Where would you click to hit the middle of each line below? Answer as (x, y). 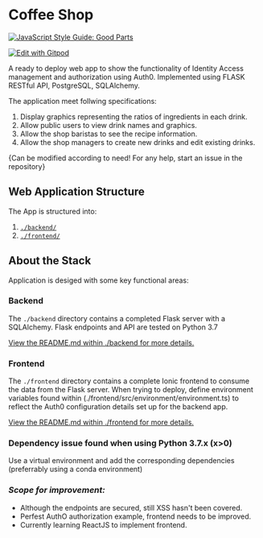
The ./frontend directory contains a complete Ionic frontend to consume (129, 381)
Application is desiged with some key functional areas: (99, 280)
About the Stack (50, 261)
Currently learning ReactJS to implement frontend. (103, 524)
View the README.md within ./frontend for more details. (101, 422)
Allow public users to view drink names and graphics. (108, 125)
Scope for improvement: (57, 490)
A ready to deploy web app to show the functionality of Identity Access (126, 68)
